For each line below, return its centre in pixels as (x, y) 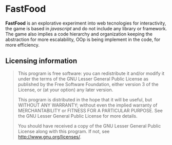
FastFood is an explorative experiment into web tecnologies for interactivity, (86, 23)
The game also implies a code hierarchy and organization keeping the (79, 34)
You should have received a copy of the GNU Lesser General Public (89, 126)
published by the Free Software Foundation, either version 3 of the (88, 84)
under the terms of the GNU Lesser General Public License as (83, 79)
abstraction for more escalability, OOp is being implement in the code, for (83, 39)
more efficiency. (22, 45)
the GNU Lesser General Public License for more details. (78, 116)
